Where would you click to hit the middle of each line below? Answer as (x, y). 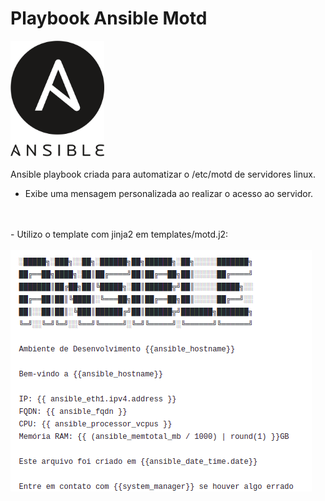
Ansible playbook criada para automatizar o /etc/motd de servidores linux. (163, 174)
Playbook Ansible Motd (109, 18)
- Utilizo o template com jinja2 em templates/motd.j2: (119, 234)
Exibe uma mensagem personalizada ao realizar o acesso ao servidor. (169, 193)
